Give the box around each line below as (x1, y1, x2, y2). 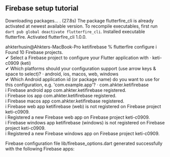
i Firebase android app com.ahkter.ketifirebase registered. (5, 87, 127, 93)
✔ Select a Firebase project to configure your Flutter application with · (5, 55, 151, 61)
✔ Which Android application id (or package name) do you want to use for (5, 76, 160, 82)
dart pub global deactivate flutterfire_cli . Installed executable (5, 28, 146, 35)
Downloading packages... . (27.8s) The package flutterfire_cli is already (5, 17, 154, 23)
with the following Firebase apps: (5, 145, 75, 152)
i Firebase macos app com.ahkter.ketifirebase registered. (5, 98, 124, 104)
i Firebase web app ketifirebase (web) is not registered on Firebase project (5, 103, 161, 109)
